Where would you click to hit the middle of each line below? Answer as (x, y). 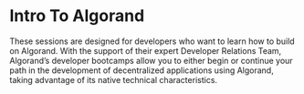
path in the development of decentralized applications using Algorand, (142, 70)
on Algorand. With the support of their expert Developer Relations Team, (146, 50)
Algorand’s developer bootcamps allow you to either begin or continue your (152, 60)
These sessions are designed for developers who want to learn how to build (152, 41)
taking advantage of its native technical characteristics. (113, 79)
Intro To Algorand (77, 16)
